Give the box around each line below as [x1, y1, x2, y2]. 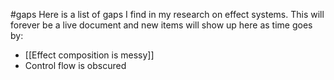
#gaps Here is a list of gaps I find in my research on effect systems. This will [10, 9, 325, 20]
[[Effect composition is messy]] [24, 49, 155, 61]
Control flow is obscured [24, 60, 127, 71]
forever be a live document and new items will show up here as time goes [10, 19, 313, 31]
